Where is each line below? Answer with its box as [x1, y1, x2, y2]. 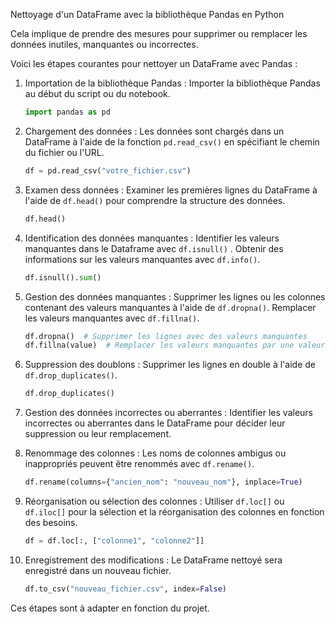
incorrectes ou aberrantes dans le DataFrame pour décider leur [24, 417, 286, 429]
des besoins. [24, 517, 78, 528]
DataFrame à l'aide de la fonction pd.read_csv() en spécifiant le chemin [24, 135, 320, 148]
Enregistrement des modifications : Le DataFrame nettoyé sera [24, 554, 283, 566]
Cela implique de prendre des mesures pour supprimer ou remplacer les [10, 28, 308, 39]
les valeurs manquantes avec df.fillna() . [24, 312, 200, 324]
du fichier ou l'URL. [24, 146, 105, 158]
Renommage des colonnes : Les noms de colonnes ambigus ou [24, 447, 287, 459]
